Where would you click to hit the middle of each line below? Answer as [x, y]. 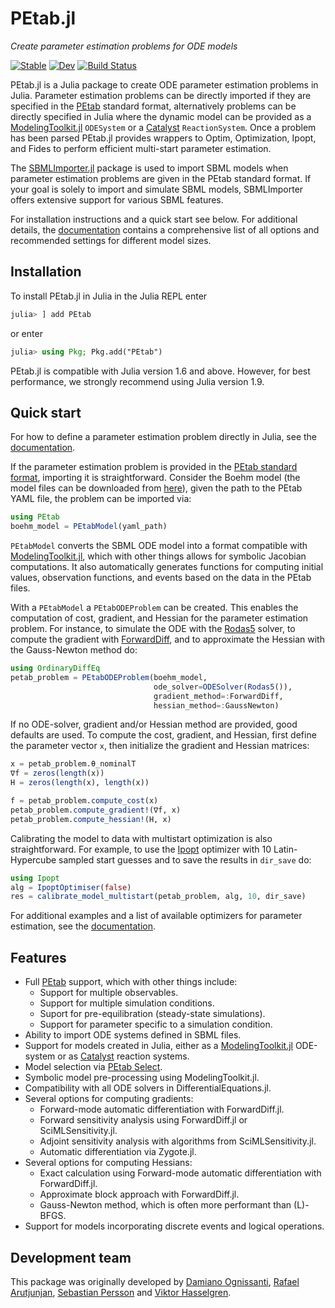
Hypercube [33, 859]
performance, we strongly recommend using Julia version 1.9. [137, 381]
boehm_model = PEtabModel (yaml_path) [89, 527]
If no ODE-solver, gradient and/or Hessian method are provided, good [154, 724]
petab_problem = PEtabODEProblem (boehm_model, [109, 677]
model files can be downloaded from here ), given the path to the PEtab [156, 488]
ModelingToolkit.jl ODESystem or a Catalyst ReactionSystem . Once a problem [163, 127]
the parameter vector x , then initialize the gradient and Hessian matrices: [160, 746]
